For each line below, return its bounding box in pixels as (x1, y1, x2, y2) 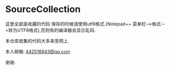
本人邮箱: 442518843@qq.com (5, 48, 70, 54)
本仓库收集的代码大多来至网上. (5, 38, 70, 44)
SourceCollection (5, 4, 81, 15)
